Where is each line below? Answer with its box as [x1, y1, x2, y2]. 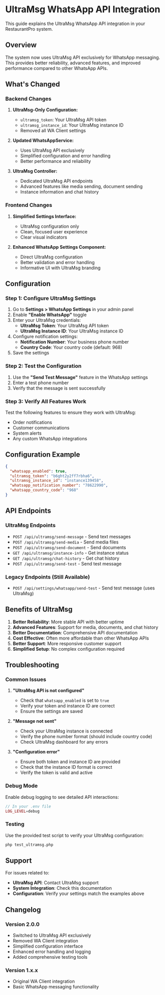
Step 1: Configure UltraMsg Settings [5, 295, 96, 302]
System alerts [12, 430, 42, 436]
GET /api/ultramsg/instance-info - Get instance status [12, 550, 129, 556]
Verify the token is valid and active [20, 770, 93, 776]
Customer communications [12, 425, 70, 431]
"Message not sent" [12, 718, 57, 724]
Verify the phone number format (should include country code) [20, 733, 153, 740]
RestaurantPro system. [5, 26, 53, 32]
